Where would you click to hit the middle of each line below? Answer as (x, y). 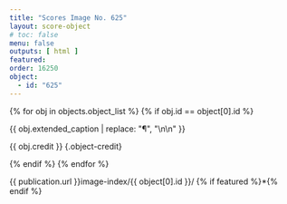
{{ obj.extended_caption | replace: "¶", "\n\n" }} (97, 129)
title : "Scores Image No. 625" (68, 18)
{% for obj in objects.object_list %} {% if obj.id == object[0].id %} (132, 111)
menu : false (32, 43)
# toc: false (34, 34)
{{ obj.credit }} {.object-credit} (66, 146)
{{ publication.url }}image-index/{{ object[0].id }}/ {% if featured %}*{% (144, 181)
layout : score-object (50, 26)
